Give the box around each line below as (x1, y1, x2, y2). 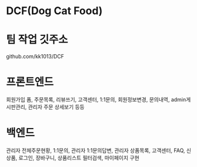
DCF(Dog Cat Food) (6, 4, 103, 18)
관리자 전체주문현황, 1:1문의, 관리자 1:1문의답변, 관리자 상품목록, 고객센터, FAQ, (6, 147, 185, 154)
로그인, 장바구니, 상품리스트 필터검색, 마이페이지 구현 (18, 155, 139, 161)
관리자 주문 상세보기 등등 (28, 103, 85, 110)
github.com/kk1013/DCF (6, 53, 65, 60)
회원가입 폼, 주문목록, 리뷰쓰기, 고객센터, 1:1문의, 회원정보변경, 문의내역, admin (6, 96, 186, 103)
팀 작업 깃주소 (6, 33, 68, 47)
